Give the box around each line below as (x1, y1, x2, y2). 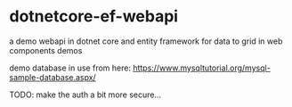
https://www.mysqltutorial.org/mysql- (133, 62, 272, 73)
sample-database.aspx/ (9, 71, 96, 82)
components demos (9, 45, 83, 55)
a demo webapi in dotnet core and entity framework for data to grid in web (9, 36, 283, 46)
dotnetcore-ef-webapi (9, 6, 179, 27)
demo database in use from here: (9, 62, 132, 73)
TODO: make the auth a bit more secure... (9, 89, 162, 100)
